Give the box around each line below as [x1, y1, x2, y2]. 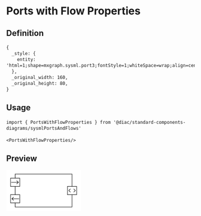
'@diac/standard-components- [113, 119, 186, 125]
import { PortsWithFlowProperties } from [6, 119, 111, 125]
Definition [6, 28, 44, 38]
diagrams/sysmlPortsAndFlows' [6, 125, 82, 131]
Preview [6, 154, 38, 164]
